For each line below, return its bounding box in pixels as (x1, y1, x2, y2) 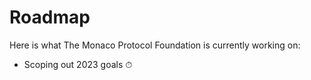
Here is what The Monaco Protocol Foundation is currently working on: (9, 39, 301, 51)
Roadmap (9, 6, 91, 29)
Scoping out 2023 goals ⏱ (23, 58, 133, 70)
